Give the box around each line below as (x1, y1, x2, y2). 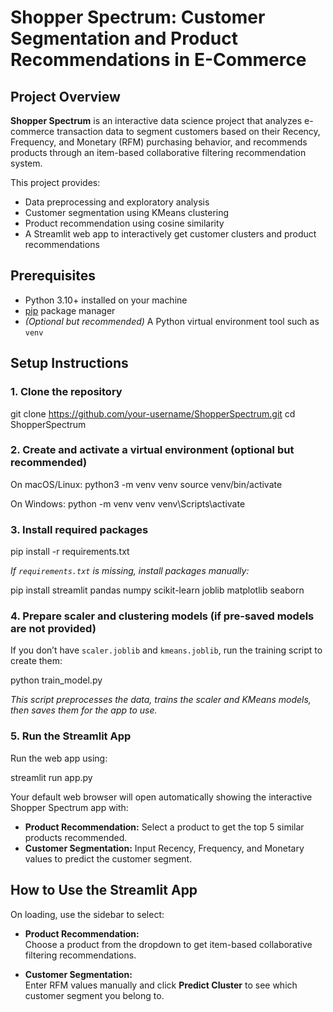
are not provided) (10, 622, 97, 636)
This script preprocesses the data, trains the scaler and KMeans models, (10, 694, 312, 706)
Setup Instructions (10, 355, 129, 372)
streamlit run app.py (10, 771, 93, 783)
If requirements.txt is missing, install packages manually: (10, 565, 250, 577)
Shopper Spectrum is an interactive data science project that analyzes (10, 115, 303, 126)
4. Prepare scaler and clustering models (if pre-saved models (10, 609, 315, 623)
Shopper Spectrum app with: (10, 801, 129, 813)
